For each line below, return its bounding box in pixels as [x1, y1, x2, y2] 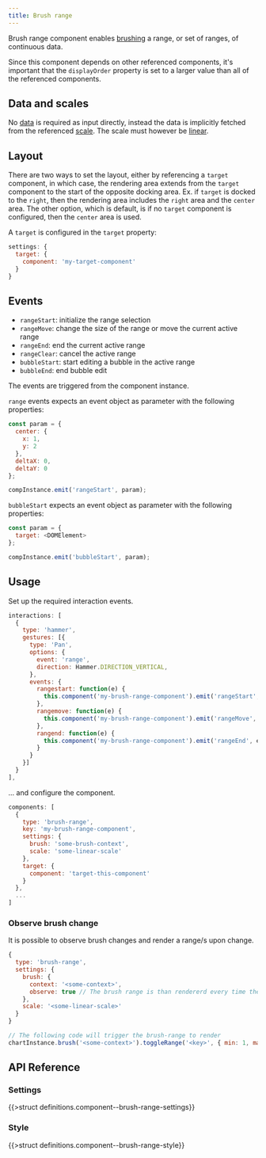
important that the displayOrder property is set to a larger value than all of [8, 65, 249, 75]
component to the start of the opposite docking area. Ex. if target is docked [8, 187, 256, 196]
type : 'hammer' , [22, 627, 77, 634]
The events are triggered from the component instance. [8, 381, 190, 390]
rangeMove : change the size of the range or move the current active [19, 324, 238, 333]
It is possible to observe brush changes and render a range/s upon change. [8, 935, 255, 945]
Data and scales [8, 97, 89, 111]
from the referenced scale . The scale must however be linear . [8, 126, 209, 135]
